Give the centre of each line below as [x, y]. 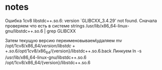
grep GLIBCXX [61, 31]
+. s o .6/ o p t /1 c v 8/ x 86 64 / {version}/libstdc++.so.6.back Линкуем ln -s [73, 51]
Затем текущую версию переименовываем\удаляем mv [64, 40]
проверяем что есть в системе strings [45, 25]
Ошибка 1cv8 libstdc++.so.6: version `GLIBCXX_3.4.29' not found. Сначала [81, 21]
